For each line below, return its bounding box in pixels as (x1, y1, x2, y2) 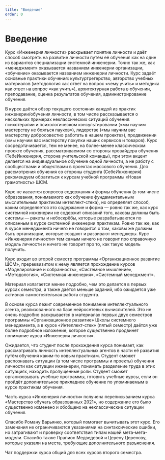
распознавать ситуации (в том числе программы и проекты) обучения (5, 358, 155, 364)
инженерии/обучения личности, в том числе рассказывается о (5, 111, 138, 117)
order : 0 (5, 12, 23, 17)
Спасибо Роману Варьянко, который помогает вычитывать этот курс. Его (5, 419, 160, 425)
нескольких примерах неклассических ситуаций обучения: (5, 116, 131, 122)
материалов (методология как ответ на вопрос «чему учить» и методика (5, 81, 160, 87)
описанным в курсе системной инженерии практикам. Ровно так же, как (5, 220, 160, 226)
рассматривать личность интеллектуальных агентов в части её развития (5, 348, 160, 354)
